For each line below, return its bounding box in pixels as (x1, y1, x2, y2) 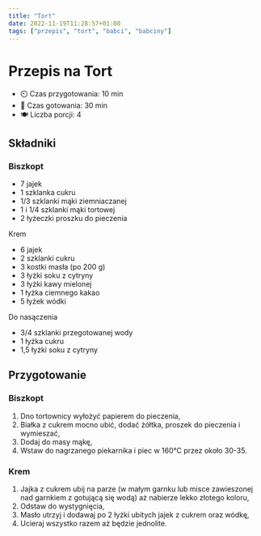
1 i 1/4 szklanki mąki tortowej (19, 205, 116, 215)
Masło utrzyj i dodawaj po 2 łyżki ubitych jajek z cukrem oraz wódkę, (19, 509, 250, 519)
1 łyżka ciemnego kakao (19, 288, 100, 297)
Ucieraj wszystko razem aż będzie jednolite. (19, 518, 167, 528)
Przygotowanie (8, 368, 86, 382)
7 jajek (19, 179, 43, 189)
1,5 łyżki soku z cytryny (19, 345, 99, 355)
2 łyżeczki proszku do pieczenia (19, 214, 128, 223)
